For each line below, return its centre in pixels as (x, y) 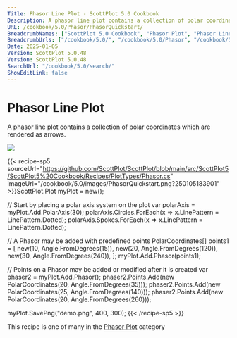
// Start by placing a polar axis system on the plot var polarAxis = (102, 205)
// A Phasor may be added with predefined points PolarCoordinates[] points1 (118, 241)
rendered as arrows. (37, 134)
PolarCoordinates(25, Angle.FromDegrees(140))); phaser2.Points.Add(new (115, 292)
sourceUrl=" (25, 169)
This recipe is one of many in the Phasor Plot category (86, 327)
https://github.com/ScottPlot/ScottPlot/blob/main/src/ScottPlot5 (136, 169)
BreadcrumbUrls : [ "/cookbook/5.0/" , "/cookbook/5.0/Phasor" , (99, 40)
